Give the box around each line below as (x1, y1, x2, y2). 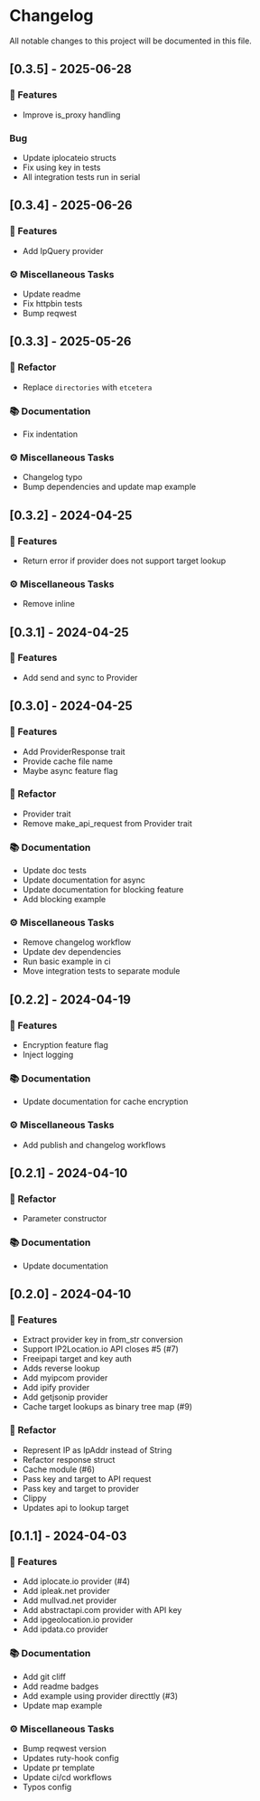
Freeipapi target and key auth (22, 1353, 133, 1364)
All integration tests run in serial (22, 171, 141, 182)
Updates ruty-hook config (22, 1752, 119, 1763)
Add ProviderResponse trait (22, 746, 125, 757)
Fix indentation (22, 429, 79, 439)
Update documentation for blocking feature (22, 884, 184, 895)
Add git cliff (22, 1671, 66, 1682)
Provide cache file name (22, 756, 113, 767)
